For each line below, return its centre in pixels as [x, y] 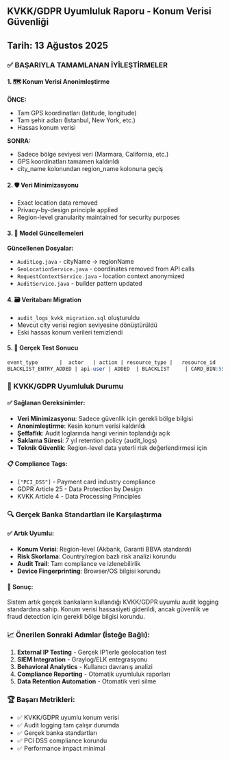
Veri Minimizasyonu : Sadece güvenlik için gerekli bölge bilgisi [105, 418]
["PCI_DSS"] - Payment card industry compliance [86, 482]
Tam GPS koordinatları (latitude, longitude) [77, 113]
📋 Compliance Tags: [37, 464]
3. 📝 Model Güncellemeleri [45, 233]
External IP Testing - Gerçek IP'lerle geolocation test [92, 653]
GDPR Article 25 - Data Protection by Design [79, 489]
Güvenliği [28, 22]
